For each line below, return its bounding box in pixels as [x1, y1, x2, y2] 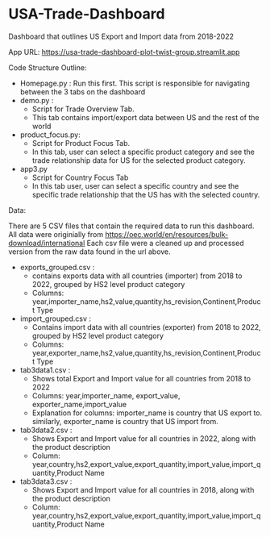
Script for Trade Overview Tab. [31, 104, 135, 114]
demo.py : [19, 95, 54, 105]
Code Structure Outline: [8, 62, 87, 73]
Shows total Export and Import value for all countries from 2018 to [31, 373, 251, 383]
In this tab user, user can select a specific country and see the [31, 181, 239, 190]
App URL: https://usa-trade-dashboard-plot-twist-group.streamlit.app [8, 47, 240, 56]
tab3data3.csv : [19, 477, 73, 486]
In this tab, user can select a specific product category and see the [31, 147, 255, 156]
